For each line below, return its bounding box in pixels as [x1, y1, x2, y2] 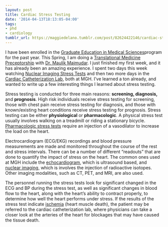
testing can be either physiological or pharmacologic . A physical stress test [5, 112, 163, 118]
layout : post [5, 7, 32, 13]
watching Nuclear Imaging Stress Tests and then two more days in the [5, 70, 150, 76]
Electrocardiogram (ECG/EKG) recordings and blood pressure [5, 138, 132, 144]
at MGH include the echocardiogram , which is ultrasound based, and [5, 159, 147, 165]
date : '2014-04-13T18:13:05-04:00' [5, 17, 79, 22]
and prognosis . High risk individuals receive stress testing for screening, [5, 96, 155, 102]
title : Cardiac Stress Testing [5, 12, 70, 17]
